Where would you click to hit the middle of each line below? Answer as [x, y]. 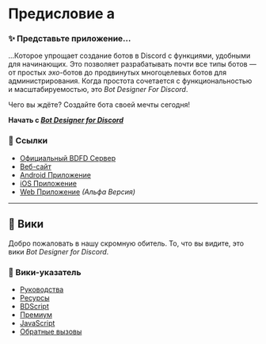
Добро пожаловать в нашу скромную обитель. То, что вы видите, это [126, 243]
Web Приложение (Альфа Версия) [78, 192]
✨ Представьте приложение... [70, 39]
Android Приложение [55, 174]
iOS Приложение [48, 183]
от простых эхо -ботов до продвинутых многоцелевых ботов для [118, 73]
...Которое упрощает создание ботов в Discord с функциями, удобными [129, 55]
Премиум [36, 315]
